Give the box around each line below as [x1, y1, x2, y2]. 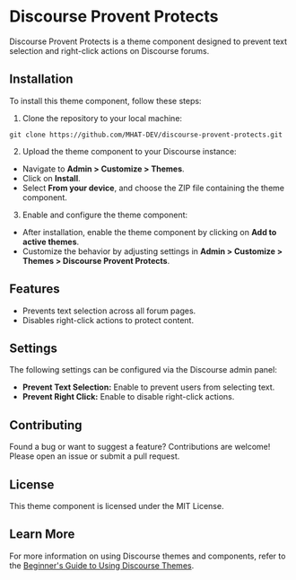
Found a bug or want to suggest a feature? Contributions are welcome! [9, 442, 271, 453]
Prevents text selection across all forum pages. [22, 305, 196, 316]
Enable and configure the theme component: [22, 209, 188, 220]
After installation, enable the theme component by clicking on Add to [22, 226, 277, 237]
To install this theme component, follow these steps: [9, 95, 202, 106]
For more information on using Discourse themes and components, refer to [9, 550, 286, 561]
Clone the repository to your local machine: [22, 112, 182, 123]
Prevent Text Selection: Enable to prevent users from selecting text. [22, 382, 275, 392]
